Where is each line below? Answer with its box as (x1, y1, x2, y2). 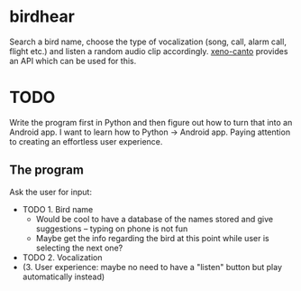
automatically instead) (22, 271, 105, 282)
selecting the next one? (35, 242, 123, 253)
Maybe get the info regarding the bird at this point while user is (35, 232, 269, 243)
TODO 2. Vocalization (22, 251, 103, 263)
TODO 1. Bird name (22, 203, 94, 214)
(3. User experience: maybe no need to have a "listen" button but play (22, 261, 282, 272)
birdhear (9, 6, 75, 27)
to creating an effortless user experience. (9, 136, 163, 146)
